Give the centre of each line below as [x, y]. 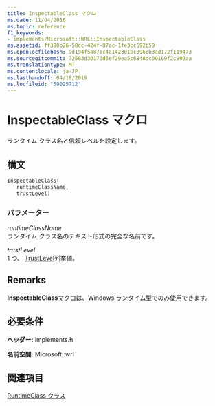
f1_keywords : [26, 33]
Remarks [27, 280]
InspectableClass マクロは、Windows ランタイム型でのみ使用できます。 [109, 298]
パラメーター [28, 212]
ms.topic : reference [37, 26]
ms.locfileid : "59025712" [44, 84]
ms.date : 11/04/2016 [37, 20]
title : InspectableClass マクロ [52, 13]
